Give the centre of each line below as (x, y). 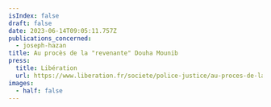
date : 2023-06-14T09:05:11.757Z (63, 31)
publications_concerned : (50, 38)
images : (21, 83)
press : (19, 61)
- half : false (39, 91)
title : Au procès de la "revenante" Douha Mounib (94, 53)
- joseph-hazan (41, 46)
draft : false (30, 23)
